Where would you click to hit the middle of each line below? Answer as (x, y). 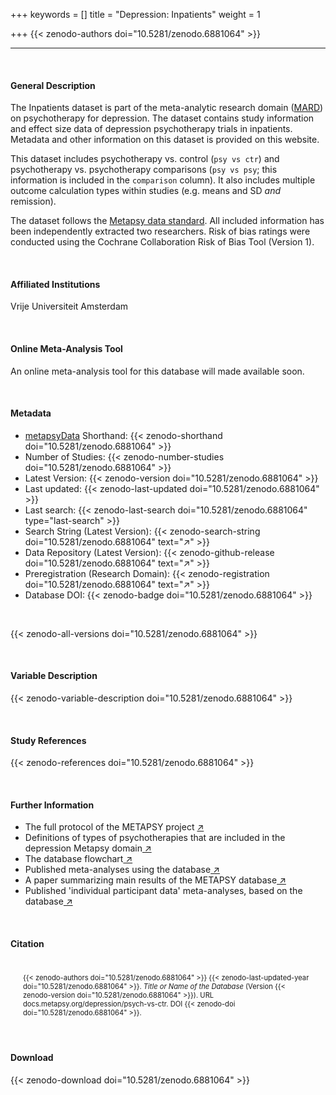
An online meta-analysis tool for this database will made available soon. (157, 371)
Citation (27, 944)
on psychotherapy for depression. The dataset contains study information (162, 118)
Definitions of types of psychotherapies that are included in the (155, 838)
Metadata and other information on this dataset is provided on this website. (165, 140)
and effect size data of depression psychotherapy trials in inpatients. (151, 129)
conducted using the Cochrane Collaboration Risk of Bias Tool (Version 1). (162, 242)
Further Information (52, 805)
